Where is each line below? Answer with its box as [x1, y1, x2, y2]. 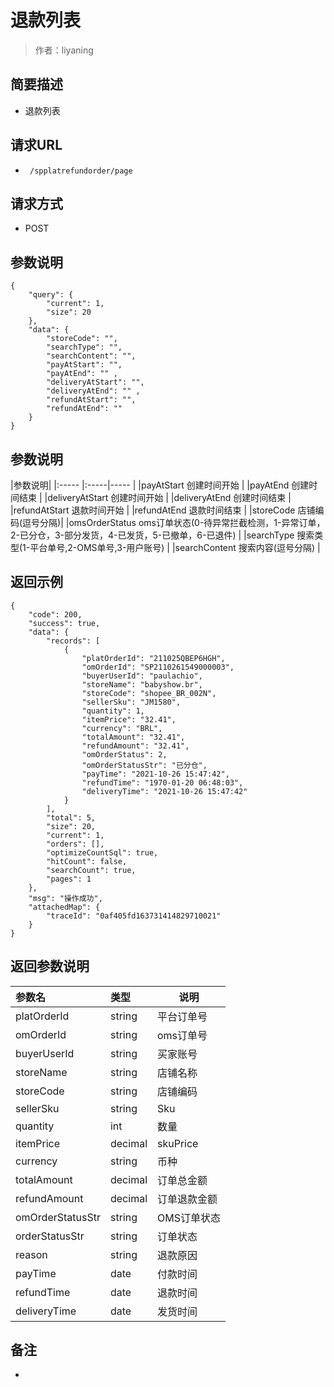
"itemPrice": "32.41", [81, 714, 177, 725]
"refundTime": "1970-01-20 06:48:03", [81, 777, 244, 788]
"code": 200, [28, 609, 83, 620]
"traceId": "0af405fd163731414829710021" [46, 911, 222, 921]
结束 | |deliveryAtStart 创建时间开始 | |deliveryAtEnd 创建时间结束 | [18, 492, 292, 503]
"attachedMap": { [28, 902, 101, 912]
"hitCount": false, [46, 856, 128, 866]
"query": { [28, 290, 74, 300]
